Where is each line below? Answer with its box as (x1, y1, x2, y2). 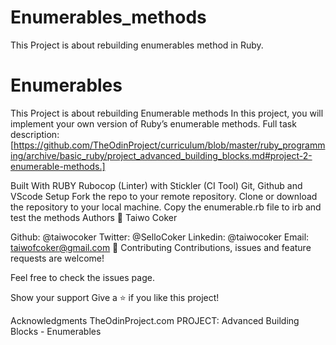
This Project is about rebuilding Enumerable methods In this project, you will (10, 107, 324, 119)
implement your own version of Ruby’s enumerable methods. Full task (10, 117, 297, 130)
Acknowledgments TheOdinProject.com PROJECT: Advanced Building (10, 314, 300, 326)
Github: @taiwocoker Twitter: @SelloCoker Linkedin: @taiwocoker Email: (10, 231, 310, 243)
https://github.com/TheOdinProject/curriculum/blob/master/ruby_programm (13, 139, 326, 151)
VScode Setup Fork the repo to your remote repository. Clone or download (10, 190, 318, 202)
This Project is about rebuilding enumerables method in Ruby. (10, 39, 264, 51)
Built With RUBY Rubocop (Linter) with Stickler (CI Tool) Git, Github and (10, 179, 303, 191)
